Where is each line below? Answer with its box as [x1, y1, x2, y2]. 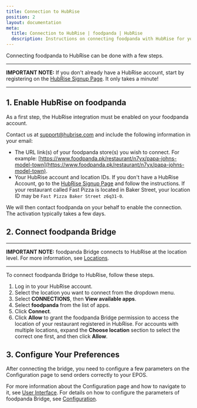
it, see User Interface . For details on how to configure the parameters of [6, 389, 180, 396]
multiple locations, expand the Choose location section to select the [14, 326, 180, 333]
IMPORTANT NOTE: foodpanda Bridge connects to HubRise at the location [6, 248, 187, 255]
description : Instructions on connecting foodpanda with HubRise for [11, 36, 185, 42]
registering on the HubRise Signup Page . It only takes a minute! [6, 75, 159, 82]
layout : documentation [6, 19, 62, 25]
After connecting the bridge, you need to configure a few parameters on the [6, 365, 189, 372]
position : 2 [6, 14, 35, 20]
